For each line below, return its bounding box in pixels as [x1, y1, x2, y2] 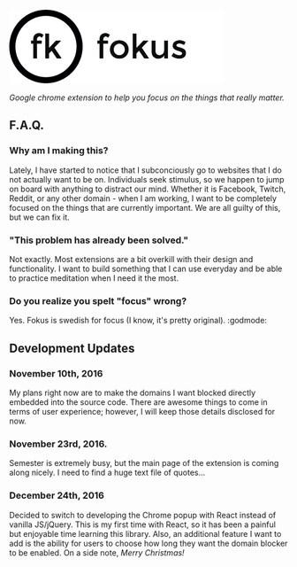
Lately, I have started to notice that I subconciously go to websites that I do [9, 165, 283, 175]
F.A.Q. [9, 118, 44, 133]
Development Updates [9, 340, 135, 355]
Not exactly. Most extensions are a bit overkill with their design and [9, 253, 254, 264]
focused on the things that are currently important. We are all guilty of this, [9, 202, 281, 213]
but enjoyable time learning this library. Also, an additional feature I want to [9, 528, 282, 539]
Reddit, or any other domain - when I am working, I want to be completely [9, 192, 277, 204]
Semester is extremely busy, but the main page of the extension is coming [9, 458, 279, 469]
